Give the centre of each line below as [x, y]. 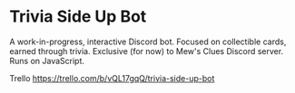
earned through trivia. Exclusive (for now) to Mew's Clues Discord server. [147, 51]
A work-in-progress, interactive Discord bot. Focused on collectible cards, [148, 42]
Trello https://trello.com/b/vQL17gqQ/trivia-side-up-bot [112, 78]
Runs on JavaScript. [47, 60]
